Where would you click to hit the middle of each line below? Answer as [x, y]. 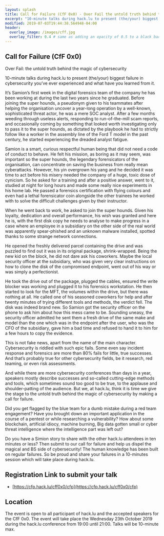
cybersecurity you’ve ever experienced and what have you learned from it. [80, 83]
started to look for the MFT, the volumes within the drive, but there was [76, 291]
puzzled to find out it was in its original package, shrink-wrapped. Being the [81, 251]
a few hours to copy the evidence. [39, 333]
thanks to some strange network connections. [51, 236]
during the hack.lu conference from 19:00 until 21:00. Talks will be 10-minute [82, 524]
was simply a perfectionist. [32, 271]
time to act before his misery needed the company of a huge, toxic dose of [80, 175]
